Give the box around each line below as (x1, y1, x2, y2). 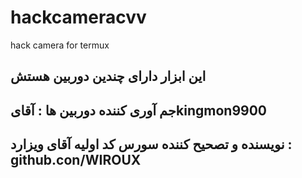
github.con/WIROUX (10, 152, 142, 169)
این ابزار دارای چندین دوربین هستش (10, 68, 207, 85)
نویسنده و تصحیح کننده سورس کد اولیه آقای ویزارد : (10, 136, 293, 153)
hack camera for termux (10, 39, 110, 51)
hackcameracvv (10, 6, 147, 29)
